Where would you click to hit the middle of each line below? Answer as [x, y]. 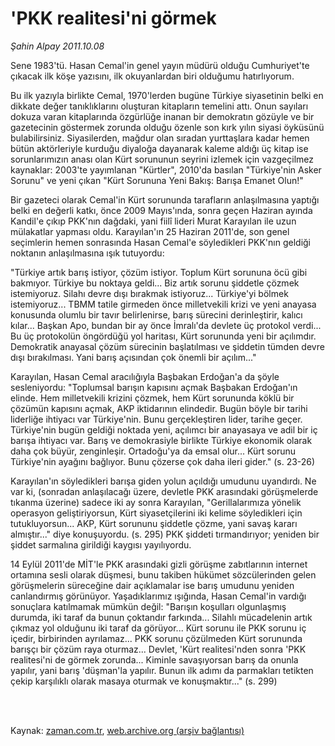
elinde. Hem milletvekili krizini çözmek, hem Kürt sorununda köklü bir [152, 398]
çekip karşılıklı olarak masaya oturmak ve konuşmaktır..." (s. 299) [144, 681]
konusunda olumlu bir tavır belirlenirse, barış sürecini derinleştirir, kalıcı [156, 314]
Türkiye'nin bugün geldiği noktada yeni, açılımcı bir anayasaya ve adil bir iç [164, 429]
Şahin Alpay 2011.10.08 [57, 46]
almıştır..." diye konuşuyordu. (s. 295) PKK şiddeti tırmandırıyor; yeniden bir [165, 534]
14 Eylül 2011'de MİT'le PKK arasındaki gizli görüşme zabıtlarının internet [159, 564]
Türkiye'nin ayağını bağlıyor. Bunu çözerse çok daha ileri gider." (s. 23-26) [163, 461]
